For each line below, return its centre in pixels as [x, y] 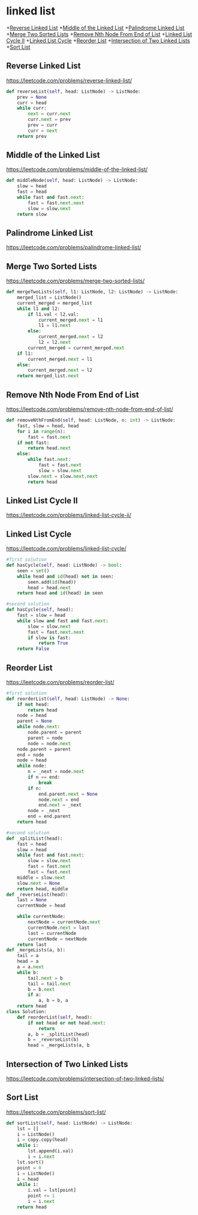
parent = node [45, 738]
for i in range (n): [41, 431]
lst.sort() [31, 1162]
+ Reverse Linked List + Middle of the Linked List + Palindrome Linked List [95, 28]
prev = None [32, 97]
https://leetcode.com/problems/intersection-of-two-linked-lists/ [85, 1079]
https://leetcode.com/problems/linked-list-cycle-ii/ [69, 515]
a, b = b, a [53, 1001]
